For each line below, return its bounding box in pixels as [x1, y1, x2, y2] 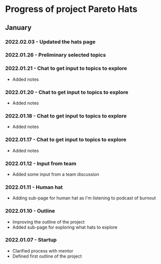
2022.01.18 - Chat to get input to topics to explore [5, 112, 127, 119]
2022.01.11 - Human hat [5, 183, 63, 190]
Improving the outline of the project [12, 219, 85, 225]
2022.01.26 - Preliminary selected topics [5, 51, 106, 58]
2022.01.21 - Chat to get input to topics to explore [5, 65, 127, 72]
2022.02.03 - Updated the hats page [5, 38, 96, 45]
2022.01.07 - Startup [5, 237, 57, 244]
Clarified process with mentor [12, 248, 74, 254]
